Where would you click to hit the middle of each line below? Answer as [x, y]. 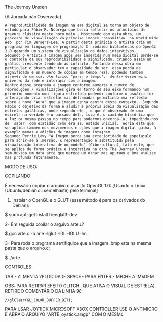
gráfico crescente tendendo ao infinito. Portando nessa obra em [73, 64]
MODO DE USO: [21, 167]
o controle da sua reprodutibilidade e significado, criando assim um [78, 59]
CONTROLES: [19, 267]
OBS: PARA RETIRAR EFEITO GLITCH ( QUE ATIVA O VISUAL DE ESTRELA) [80, 286]
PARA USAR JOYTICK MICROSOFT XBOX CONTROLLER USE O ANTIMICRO [81, 309]
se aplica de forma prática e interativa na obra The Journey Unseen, [78, 149]
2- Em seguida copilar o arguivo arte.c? [45, 224]
